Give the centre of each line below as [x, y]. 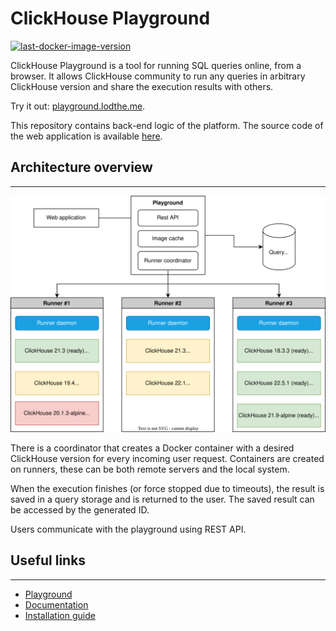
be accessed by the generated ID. [80, 509]
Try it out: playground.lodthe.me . [78, 106]
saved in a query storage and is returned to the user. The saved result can [162, 499]
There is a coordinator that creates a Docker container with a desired [152, 448]
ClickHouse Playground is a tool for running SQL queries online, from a [156, 65]
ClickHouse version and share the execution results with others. [142, 86]
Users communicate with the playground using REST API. [128, 529]
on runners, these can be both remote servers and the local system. [150, 469]
